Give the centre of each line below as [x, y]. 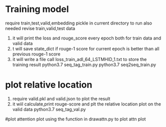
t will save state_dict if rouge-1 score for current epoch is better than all [86, 48]
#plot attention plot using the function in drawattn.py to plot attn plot [75, 119]
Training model [37, 9]
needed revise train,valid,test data [40, 28]
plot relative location [49, 85]
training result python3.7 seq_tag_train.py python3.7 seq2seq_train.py [84, 64]
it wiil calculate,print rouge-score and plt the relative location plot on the [87, 104]
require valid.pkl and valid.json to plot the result [61, 98]
